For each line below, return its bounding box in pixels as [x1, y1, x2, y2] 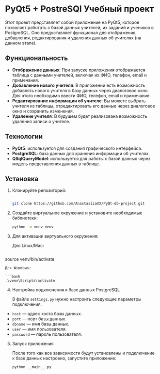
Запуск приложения [12, 341, 54, 347]
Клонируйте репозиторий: [12, 187, 66, 193]
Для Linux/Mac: [12, 243, 45, 249]
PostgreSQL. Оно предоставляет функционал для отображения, [5, 30, 137, 35]
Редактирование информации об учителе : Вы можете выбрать [12, 98, 146, 104]
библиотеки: [12, 215, 38, 221]
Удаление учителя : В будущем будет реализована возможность [12, 113, 147, 119]
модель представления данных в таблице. [12, 161, 100, 167]
